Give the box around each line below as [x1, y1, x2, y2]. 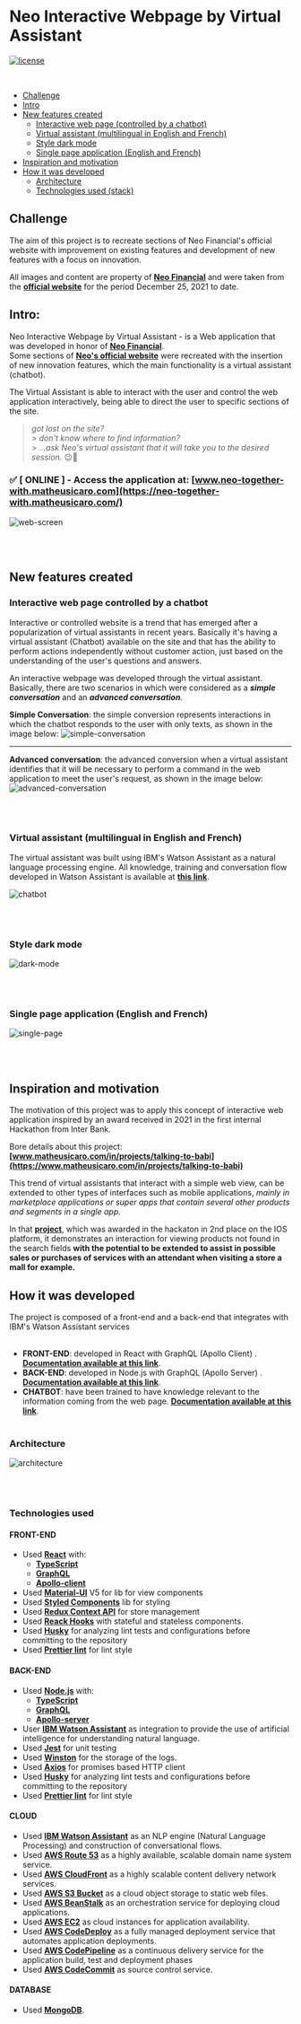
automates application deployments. [21, 1935, 157, 1946]
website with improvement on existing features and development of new [9, 244, 276, 255]
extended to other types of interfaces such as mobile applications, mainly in [9, 1187, 290, 1198]
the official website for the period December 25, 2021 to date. [9, 281, 239, 292]
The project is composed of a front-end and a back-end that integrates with [9, 1312, 289, 1323]
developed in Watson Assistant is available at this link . [9, 871, 211, 881]
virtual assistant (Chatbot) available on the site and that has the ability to [9, 635, 276, 647]
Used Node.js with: [21, 1685, 94, 1695]
